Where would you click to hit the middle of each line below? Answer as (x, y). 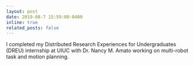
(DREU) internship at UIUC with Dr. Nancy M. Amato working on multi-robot (97, 51)
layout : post (22, 11)
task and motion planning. (38, 57)
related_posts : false (33, 28)
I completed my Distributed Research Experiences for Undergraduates (91, 44)
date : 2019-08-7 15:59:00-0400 (44, 17)
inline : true (22, 22)
